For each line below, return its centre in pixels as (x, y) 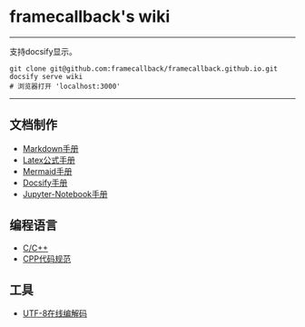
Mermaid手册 (47, 171)
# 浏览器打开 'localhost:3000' (65, 86)
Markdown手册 (50, 148)
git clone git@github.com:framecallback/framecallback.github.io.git (144, 69)
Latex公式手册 (49, 160)
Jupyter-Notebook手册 (65, 193)
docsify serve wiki (46, 76)
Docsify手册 (45, 183)
